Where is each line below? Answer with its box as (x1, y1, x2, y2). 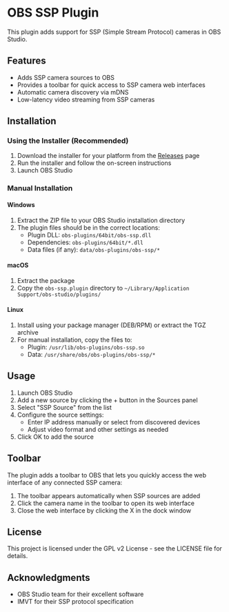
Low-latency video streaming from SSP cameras (17, 95, 155, 103)
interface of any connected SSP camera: (7, 478, 123, 486)
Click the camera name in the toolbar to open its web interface (17, 499, 195, 507)
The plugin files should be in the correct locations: (17, 223, 160, 232)
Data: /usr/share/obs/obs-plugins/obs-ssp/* (27, 350, 156, 358)
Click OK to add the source (17, 433, 94, 441)
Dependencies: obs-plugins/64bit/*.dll (27, 238, 143, 246)
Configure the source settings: (17, 411, 104, 419)
